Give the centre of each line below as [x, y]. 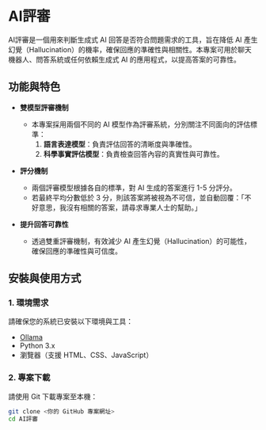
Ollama [31, 337]
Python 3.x [37, 346]
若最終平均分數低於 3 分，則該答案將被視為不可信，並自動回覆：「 [138, 197]
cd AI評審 [23, 419]
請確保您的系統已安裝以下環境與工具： [70, 322]
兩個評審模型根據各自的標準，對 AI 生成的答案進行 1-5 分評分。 [134, 188]
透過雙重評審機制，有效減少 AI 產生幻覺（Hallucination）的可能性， [141, 241]
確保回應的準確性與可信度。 [77, 251]
